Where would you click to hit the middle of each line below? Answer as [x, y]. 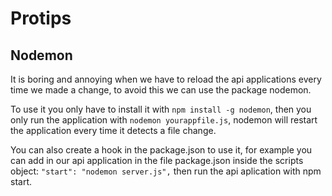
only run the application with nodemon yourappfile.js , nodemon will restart [164, 120]
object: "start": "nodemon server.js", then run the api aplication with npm [166, 171]
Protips [41, 18]
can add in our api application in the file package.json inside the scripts [157, 160]
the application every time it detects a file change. [113, 130]
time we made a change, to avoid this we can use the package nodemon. [161, 90]
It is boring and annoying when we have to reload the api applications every [166, 79]
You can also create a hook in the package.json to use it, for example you [161, 150]
